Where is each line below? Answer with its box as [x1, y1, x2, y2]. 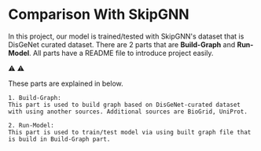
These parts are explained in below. [8, 79, 123, 88]
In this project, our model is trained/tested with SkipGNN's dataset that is [8, 31, 244, 41]
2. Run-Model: [8, 121, 55, 129]
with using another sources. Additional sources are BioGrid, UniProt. [8, 108, 248, 116]
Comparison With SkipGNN [8, 6, 190, 24]
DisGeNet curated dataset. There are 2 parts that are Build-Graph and [8, 39, 236, 49]
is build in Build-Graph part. [8, 135, 111, 143]
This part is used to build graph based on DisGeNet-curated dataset [8, 101, 241, 109]
